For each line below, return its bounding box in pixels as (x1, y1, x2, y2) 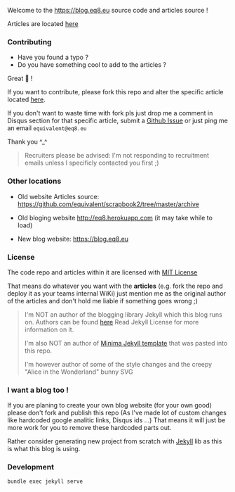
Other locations (7, 176, 62, 186)
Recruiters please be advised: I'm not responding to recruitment (24, 151, 209, 160)
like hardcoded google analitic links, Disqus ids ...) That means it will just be (7, 416, 226, 424)
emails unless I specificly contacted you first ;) (24, 158, 159, 168)
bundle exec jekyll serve (7, 478, 83, 485)
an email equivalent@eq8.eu (7, 124, 87, 132)
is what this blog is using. (7, 445, 81, 453)
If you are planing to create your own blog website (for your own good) (7, 401, 213, 410)
